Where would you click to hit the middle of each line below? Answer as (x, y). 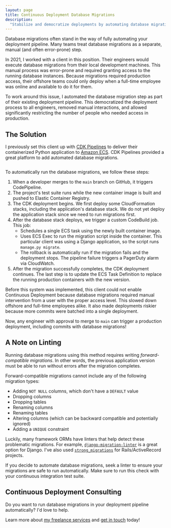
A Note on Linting (33, 343)
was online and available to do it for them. (49, 87)
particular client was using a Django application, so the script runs (90, 242)
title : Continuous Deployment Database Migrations (60, 15)
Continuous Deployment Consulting (63, 492)
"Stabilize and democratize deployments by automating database (79, 24)
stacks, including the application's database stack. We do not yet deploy (89, 209)
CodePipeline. (27, 188)
